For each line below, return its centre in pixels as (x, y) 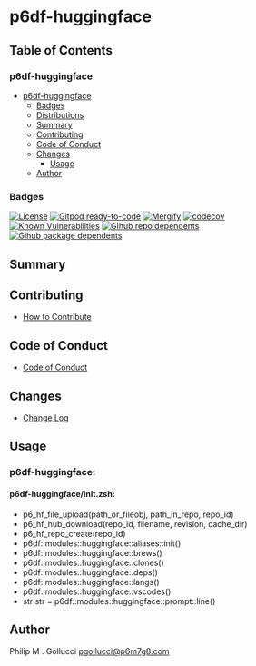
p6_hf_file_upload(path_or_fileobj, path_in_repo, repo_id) (128, 514)
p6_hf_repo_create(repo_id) (74, 533)
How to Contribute (57, 317)
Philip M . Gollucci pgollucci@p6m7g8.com (89, 651)
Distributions (60, 114)
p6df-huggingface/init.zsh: (62, 493)
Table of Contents (61, 50)
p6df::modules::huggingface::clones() (94, 562)
